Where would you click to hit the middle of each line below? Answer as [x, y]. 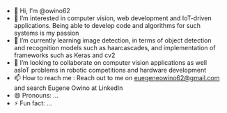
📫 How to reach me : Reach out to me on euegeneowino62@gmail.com [117, 78]
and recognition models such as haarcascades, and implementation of [115, 48]
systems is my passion [46, 33]
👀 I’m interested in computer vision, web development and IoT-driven [113, 18]
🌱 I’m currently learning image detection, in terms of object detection [112, 40]
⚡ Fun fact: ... [33, 103]
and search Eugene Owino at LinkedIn [68, 88]
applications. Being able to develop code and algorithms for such [107, 25]
